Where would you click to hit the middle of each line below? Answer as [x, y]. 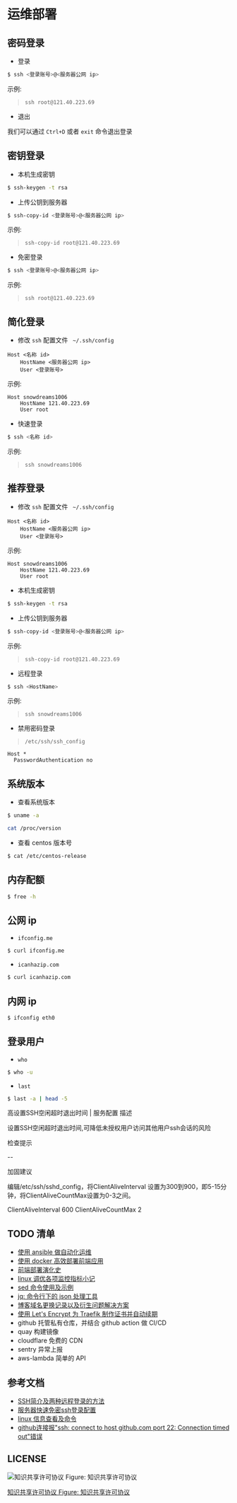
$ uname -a [23, 816]
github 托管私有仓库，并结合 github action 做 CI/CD [92, 1323]
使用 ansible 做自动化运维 [54, 1252]
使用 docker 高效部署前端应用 [60, 1261]
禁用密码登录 [36, 729]
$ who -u [20, 1072]
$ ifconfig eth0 [31, 1018]
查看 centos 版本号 [45, 843]
